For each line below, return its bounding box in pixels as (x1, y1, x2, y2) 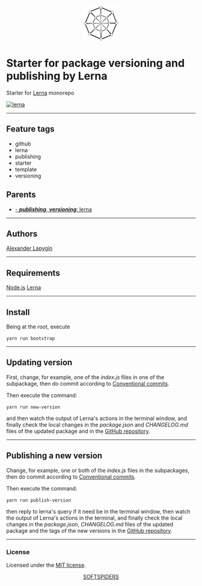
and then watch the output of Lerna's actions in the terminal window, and (6, 415, 188, 422)
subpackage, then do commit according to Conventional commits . (6, 380, 170, 387)
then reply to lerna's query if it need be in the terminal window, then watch (6, 508, 191, 515)
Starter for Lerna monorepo (6, 89, 75, 96)
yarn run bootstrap (6, 336, 55, 342)
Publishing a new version (6, 451, 103, 461)
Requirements (6, 268, 60, 278)
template (14, 165, 37, 173)
